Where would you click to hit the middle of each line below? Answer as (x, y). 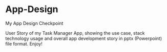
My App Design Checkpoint (34, 23)
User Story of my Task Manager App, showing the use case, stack (75, 33)
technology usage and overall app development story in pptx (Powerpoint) (84, 38)
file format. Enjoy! (24, 43)
